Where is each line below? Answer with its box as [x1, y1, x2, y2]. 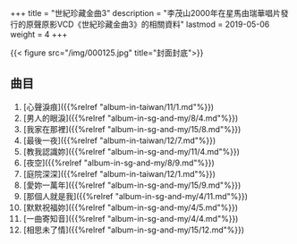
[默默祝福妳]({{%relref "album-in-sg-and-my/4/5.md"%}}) [22, 202, 239, 213]
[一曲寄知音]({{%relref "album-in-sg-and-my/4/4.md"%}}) [22, 213, 239, 223]
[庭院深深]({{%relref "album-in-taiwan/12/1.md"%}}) [22, 168, 216, 179]
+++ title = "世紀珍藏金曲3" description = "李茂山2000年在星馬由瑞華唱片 [10, 8, 281, 18]
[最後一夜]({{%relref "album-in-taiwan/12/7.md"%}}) [22, 135, 216, 146]
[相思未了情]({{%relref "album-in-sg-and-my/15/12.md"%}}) [22, 224, 245, 235]
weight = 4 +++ [10, 29, 68, 39]
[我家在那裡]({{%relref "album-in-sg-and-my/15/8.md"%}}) [22, 123, 242, 134]
